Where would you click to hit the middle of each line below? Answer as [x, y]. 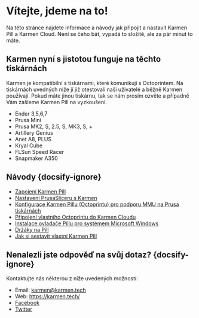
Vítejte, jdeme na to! [57, 11]
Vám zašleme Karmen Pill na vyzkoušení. [57, 102]
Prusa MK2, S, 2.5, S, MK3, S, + [53, 126]
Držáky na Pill [32, 229]
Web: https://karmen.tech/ [47, 296]
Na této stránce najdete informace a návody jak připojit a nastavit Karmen [97, 28]
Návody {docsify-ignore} [54, 177]
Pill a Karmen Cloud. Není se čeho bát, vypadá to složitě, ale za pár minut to [99, 34]
